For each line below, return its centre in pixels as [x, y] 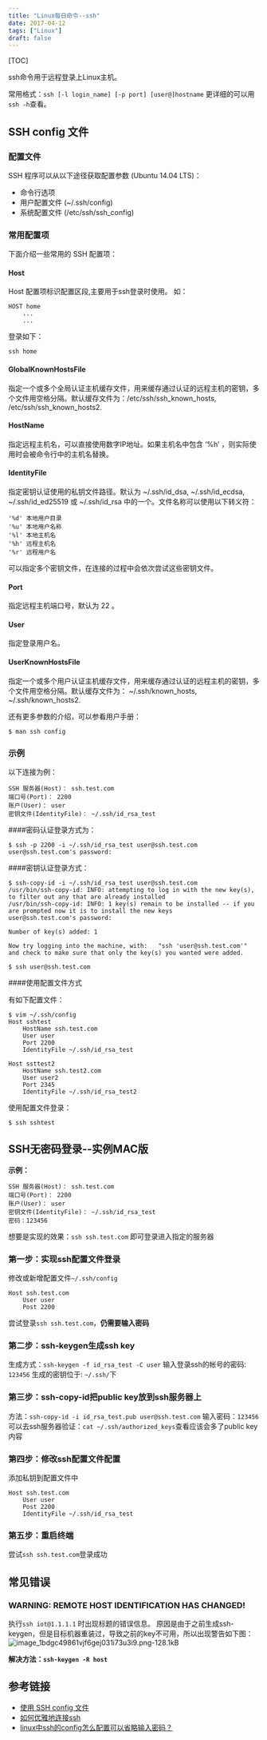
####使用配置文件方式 [45, 982]
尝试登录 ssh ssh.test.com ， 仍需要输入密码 [79, 1323]
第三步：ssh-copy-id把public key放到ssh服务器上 [105, 1397]
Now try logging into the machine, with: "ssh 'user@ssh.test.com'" [128, 946]
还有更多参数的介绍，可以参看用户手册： [75, 716]
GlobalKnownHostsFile [47, 369]
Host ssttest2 [32, 1064]
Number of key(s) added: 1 [53, 932]
